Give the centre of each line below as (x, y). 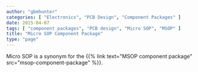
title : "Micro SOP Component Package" (55, 34)
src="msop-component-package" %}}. (55, 62)
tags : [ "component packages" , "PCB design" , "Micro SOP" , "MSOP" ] (94, 28)
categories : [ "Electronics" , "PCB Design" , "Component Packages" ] (94, 17)
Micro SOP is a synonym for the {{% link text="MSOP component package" (99, 56)
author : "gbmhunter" (32, 12)
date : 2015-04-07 (28, 23)
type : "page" (22, 39)
